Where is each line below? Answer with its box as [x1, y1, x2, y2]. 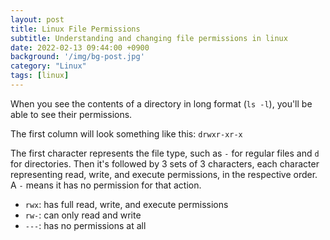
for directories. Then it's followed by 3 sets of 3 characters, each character [10, 157, 320, 170]
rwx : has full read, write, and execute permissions [24, 198, 229, 210]
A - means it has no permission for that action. [10, 179, 202, 191]
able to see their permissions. [10, 108, 133, 120]
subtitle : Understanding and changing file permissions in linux [10, 33, 288, 43]
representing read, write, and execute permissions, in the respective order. [10, 168, 318, 180]
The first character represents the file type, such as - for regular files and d [10, 147, 320, 159]
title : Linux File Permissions [10, 24, 141, 34]
